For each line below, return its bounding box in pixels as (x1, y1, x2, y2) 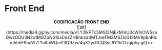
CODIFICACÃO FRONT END (54, 19, 109, 25)
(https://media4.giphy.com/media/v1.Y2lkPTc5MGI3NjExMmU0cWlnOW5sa (6, 29, 157, 35)
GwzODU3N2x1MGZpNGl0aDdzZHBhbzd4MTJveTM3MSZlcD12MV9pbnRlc (5, 34, 158, 40)
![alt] (77, 24, 86, 30)
